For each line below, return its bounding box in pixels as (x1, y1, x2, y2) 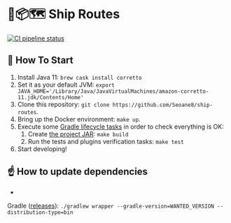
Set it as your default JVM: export (17, 80, 115, 89)
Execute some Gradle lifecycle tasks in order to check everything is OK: (17, 122, 224, 131)
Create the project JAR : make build (27, 129, 129, 138)
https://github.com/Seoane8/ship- (112, 101, 213, 108)
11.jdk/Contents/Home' (17, 94, 84, 101)
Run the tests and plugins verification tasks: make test (27, 137, 184, 145)
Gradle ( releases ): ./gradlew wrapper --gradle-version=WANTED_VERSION (7, 201, 215, 210)
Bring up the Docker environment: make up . (17, 115, 141, 123)
